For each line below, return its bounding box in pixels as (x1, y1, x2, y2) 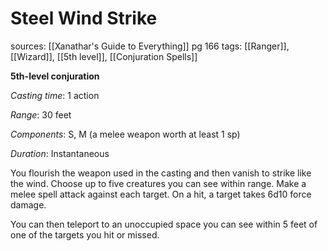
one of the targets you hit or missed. (10, 228, 160, 241)
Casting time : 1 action (10, 89, 100, 101)
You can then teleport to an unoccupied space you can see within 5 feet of (10, 218, 318, 230)
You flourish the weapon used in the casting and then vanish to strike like (10, 167, 312, 179)
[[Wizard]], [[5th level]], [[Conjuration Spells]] (10, 50, 198, 62)
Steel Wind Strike (10, 7, 158, 30)
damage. (10, 198, 47, 211)
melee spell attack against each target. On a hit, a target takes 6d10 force (10, 188, 312, 200)
